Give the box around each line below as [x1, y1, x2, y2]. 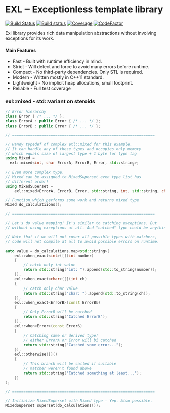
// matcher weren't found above [23, 366, 92, 371]
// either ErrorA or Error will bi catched [23, 338, 116, 343]
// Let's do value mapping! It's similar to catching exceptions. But [5, 221, 157, 226]
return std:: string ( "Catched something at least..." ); [23, 370, 142, 376]
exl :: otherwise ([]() [14, 352, 58, 357]
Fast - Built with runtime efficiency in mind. [12, 58, 102, 64]
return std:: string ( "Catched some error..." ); [23, 343, 123, 348]
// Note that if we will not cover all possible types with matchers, [5, 234, 157, 239]
